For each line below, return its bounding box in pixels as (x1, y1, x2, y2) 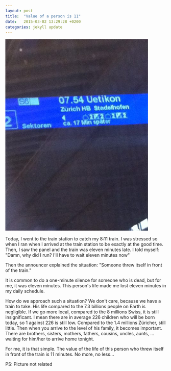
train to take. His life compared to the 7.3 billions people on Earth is (5, 304, 146, 310)
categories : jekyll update (5, 24, 63, 30)
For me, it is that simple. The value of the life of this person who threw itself (5, 346, 164, 352)
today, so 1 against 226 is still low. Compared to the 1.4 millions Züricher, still (5, 319, 166, 326)
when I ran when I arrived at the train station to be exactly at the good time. (5, 241, 163, 248)
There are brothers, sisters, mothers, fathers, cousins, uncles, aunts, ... (5, 331, 155, 337)
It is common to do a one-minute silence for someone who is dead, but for (5, 277, 162, 283)
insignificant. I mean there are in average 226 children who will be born (5, 314, 155, 320)
